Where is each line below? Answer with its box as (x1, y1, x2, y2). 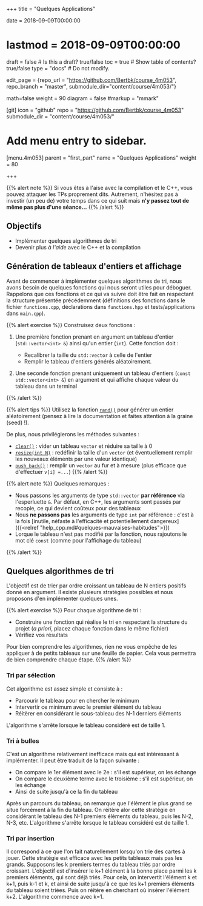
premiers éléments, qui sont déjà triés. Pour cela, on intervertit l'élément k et (6, 874, 197, 881)
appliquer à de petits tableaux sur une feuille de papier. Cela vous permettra (6, 649, 196, 657)
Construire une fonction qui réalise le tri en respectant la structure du (15, 618, 188, 626)
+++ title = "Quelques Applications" (6, 5, 96, 12)
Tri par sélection (6, 671, 56, 680)
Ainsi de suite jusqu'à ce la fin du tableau (15, 788, 118, 795)
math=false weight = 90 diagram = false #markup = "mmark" (6, 94, 159, 102)
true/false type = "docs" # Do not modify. (6, 64, 110, 72)
